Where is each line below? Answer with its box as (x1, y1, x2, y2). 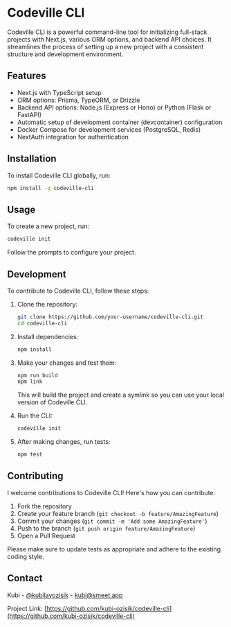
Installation (7, 153, 57, 164)
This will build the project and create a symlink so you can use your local (17, 390, 225, 400)
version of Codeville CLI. (17, 398, 88, 406)
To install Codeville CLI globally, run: (7, 171, 111, 180)
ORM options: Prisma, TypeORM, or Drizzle (17, 96, 140, 104)
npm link (17, 378, 43, 386)
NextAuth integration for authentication (17, 132, 129, 141)
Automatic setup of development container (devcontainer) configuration (17, 118, 223, 126)
